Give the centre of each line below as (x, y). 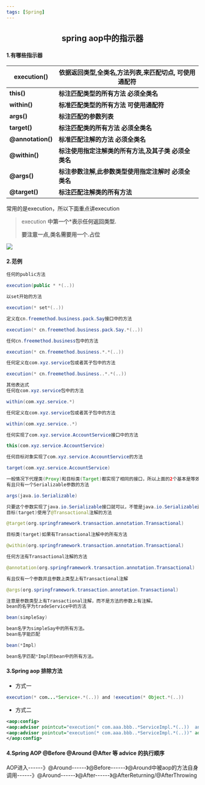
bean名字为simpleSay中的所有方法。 (47, 629)
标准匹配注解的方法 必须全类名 (102, 140)
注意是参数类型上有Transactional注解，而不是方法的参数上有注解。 (81, 601)
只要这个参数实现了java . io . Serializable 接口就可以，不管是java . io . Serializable (102, 507)
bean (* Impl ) (21, 645)
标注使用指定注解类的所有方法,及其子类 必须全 (124, 151)
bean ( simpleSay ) (27, 618)
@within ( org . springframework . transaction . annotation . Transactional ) (95, 546)
